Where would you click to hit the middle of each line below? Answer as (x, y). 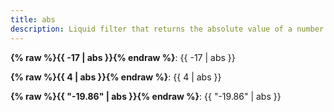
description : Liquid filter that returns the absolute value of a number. (169, 29)
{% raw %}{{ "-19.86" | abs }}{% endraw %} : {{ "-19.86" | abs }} (146, 96)
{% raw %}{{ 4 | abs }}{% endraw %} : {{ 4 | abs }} (116, 77)
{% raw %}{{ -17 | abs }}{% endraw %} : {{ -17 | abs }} (123, 57)
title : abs (33, 19)
